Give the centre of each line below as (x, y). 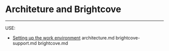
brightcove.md (53, 43)
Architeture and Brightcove (63, 9)
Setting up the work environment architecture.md (63, 38)
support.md (24, 43)
